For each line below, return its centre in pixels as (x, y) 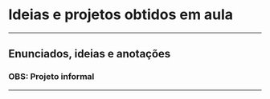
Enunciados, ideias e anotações (90, 54)
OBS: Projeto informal (51, 77)
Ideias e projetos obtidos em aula (121, 15)
